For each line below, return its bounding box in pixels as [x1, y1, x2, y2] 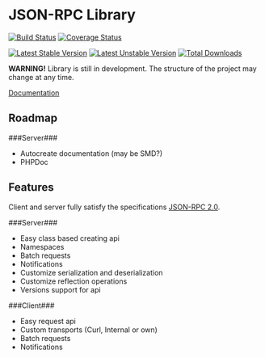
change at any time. [8, 72, 74, 82]
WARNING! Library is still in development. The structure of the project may [8, 63, 257, 74]
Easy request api [19, 316, 77, 326]
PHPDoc [19, 157, 48, 166]
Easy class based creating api [19, 233, 120, 243]
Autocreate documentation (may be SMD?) [19, 148, 163, 158]
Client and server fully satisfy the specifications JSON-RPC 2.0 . [8, 202, 221, 212]
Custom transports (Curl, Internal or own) [19, 325, 158, 335]
